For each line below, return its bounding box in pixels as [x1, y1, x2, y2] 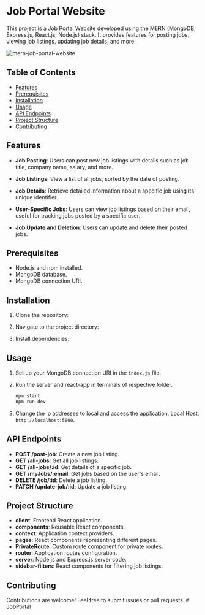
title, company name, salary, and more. [15, 163, 114, 170]
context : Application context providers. [15, 530, 114, 537]
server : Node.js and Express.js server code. [15, 556, 127, 563]
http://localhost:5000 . [15, 416, 75, 424]
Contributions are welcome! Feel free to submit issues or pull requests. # [6, 597, 190, 604]
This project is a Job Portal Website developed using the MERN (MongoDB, [6, 25, 196, 32]
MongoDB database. [15, 271, 67, 278]
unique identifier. [15, 193, 58, 201]
